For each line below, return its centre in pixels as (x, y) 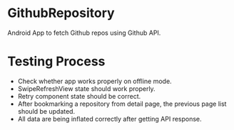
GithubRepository (61, 13)
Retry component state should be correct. (79, 96)
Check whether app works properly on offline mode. (95, 81)
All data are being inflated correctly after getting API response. (110, 119)
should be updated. (46, 111)
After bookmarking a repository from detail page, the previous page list (122, 104)
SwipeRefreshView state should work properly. (86, 88)
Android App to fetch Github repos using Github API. (84, 33)
